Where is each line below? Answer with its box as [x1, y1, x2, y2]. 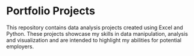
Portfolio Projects [6, 4, 95, 18]
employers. [6, 43, 34, 50]
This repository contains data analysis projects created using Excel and [6, 24, 184, 31]
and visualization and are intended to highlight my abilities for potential [6, 36, 182, 43]
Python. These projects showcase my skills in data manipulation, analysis [6, 30, 189, 37]
